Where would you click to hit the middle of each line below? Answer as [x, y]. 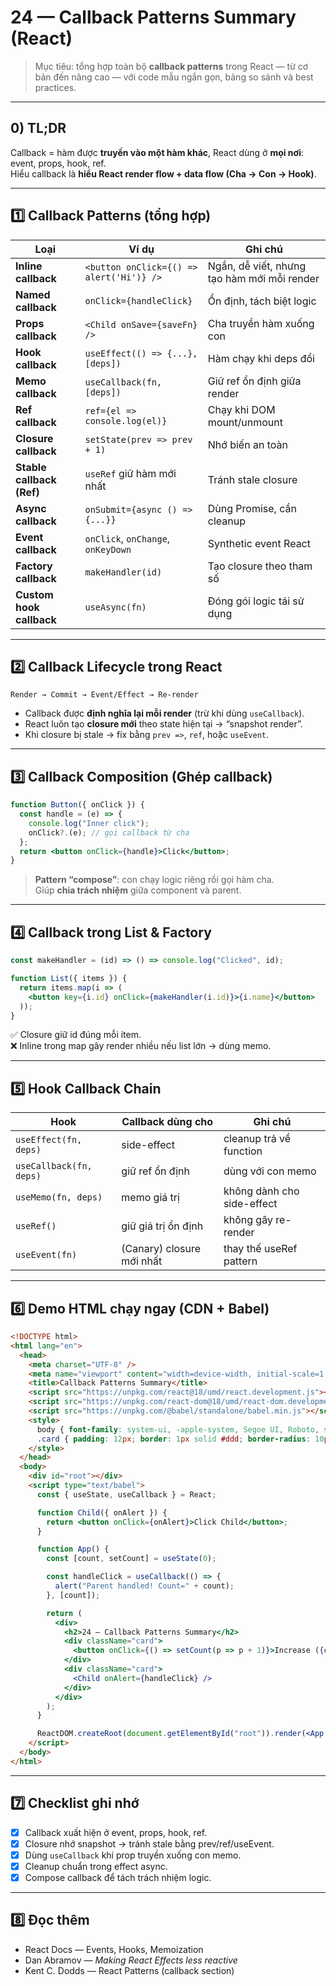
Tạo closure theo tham [260, 566]
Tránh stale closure [252, 479]
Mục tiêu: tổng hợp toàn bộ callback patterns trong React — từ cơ [171, 66]
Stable [31, 467]
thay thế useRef [260, 1249]
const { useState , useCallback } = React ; [126, 1494]
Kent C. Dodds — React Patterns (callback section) [129, 1970]
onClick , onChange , [127, 538]
